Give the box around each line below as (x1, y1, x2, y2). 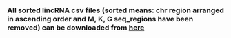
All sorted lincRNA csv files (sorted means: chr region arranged (7, 6, 224, 15)
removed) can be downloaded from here (7, 23, 145, 32)
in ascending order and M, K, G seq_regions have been (7, 14, 194, 23)
